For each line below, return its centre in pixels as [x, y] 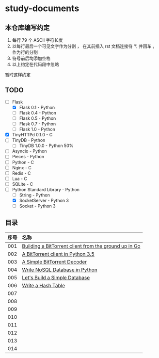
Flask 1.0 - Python [37, 130]
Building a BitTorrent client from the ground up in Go [81, 246]
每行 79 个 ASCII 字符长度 [37, 40]
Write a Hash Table [44, 285]
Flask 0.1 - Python [37, 107]
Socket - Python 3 [37, 206]
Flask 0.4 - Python [38, 113]
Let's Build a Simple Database [56, 277]
